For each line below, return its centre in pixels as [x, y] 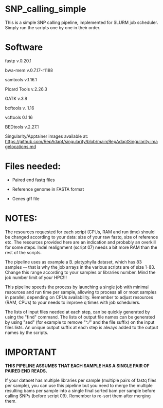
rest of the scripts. [24, 252]
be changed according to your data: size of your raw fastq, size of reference [81, 237]
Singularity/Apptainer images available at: [47, 136]
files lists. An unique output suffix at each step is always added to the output [81, 327]
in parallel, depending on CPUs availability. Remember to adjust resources [79, 297]
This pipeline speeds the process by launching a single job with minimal [77, 287]
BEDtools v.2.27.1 [22, 127]
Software [24, 47]
